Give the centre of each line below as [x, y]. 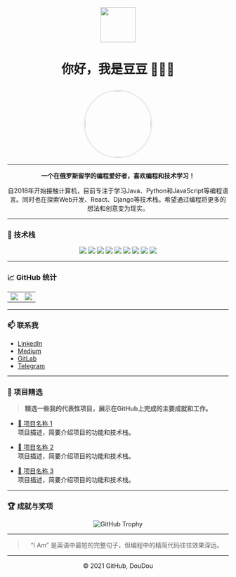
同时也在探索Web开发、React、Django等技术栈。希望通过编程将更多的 [124, 199]
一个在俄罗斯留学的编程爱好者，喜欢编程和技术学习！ [118, 176]
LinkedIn [30, 343]
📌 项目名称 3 [35, 471]
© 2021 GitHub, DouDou [118, 566]
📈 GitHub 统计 [32, 278]
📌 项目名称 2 [35, 447]
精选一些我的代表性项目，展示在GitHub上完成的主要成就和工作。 [118, 409]
